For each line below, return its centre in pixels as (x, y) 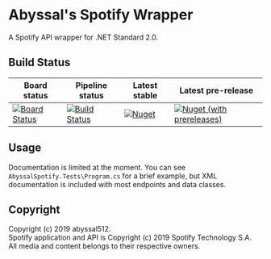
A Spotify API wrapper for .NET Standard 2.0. (83, 37)
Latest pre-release (217, 90)
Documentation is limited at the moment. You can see (97, 167)
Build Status (40, 63)
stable (145, 95)
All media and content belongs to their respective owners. (104, 246)
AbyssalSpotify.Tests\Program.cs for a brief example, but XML (113, 176)
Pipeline (91, 85)
